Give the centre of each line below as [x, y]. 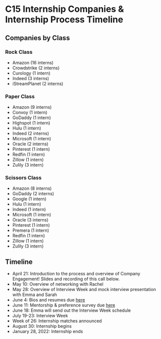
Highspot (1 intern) [31, 123]
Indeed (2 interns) [31, 133]
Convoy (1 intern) [30, 113]
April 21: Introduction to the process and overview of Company [76, 274]
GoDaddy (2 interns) [33, 194]
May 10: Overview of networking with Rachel [58, 284]
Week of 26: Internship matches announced [57, 321]
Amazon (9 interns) [32, 107]
